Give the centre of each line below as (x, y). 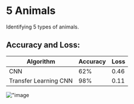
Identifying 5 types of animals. (42, 27)
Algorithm (41, 61)
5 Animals (31, 11)
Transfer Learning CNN (41, 81)
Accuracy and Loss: (43, 45)
